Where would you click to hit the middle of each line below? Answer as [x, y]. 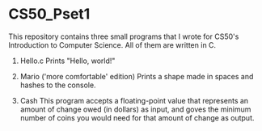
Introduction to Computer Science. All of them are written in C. [112, 44]
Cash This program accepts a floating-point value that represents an [134, 100]
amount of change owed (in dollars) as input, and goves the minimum [135, 109]
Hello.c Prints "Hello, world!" [68, 61]
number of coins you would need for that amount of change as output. [137, 117]
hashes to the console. [58, 85]
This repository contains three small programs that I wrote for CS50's [124, 36]
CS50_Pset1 [49, 14]
